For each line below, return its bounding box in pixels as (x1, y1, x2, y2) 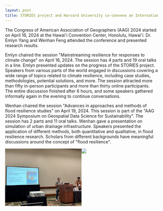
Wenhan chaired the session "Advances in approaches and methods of (5, 103, 147, 108)
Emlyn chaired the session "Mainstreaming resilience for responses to (5, 52, 145, 58)
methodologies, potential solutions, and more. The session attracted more (5, 78, 153, 84)
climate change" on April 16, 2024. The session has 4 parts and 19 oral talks (5, 57, 157, 63)
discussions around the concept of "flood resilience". (5, 139, 112, 144)
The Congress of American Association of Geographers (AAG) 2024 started (5, 27, 157, 33)
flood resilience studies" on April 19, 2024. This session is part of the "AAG (5, 107, 154, 114)
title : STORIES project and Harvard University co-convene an (5, 13, 133, 18)
